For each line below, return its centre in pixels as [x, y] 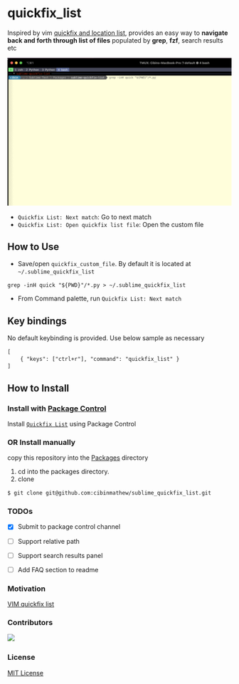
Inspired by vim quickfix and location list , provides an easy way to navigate [118, 33]
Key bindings [37, 321]
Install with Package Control [57, 409]
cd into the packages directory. [63, 472]
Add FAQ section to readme [58, 569]
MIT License [26, 673]
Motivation [27, 589]
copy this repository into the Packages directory [78, 458]
